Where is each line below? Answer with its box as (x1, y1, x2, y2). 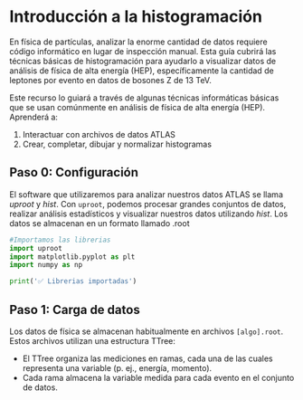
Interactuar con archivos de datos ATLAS (22, 129, 176, 139)
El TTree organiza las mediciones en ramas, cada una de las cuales (22, 353, 273, 364)
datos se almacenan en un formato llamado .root (9, 217, 190, 228)
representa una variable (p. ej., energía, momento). (22, 362, 213, 373)
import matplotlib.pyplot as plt (9, 252, 136, 262)
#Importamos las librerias (9, 235, 111, 244)
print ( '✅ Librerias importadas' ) (9, 277, 137, 286)
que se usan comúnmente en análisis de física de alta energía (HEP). (9, 101, 265, 112)
